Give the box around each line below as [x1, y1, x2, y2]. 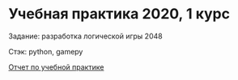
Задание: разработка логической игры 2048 [8, 31, 164, 41]
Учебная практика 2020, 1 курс [8, 5, 231, 23]
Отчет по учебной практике [8, 62, 104, 72]
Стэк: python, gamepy [8, 46, 83, 56]
